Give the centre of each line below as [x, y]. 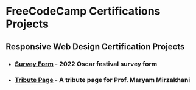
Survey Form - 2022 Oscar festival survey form [86, 64]
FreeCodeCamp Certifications [83, 11]
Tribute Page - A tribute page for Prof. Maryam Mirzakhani [102, 80]
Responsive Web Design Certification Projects [95, 47]
